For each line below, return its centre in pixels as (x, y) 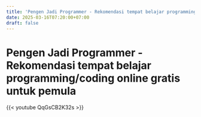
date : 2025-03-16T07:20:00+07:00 (48, 17)
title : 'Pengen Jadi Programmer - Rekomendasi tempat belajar (85, 12)
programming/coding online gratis (93, 78)
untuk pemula (41, 91)
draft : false (22, 23)
